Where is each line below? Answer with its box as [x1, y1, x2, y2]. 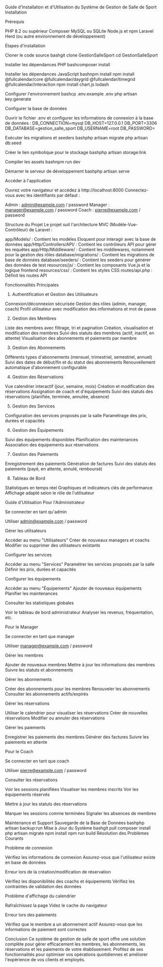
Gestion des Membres [12, 315, 57, 321]
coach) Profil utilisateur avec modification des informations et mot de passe [5, 306, 156, 311]
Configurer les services [5, 552, 52, 558]
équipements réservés [5, 792, 50, 797]
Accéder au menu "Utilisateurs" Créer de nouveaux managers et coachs [5, 537, 150, 543]
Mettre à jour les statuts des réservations [5, 801, 87, 807]
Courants [5, 835, 24, 841]
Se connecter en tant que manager [5, 634, 75, 639]
